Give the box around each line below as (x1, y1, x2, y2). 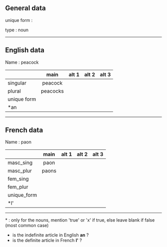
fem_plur (7, 184, 28, 191)
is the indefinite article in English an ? (12, 232, 89, 238)
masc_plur (7, 167, 32, 174)
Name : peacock (5, 59, 39, 65)
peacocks (41, 87, 64, 94)
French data (5, 126, 43, 134)
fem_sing (7, 175, 29, 182)
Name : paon (5, 139, 31, 145)
